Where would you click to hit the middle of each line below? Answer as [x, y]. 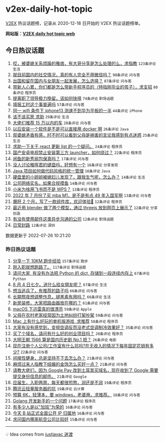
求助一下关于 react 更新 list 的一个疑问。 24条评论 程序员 [68, 146]
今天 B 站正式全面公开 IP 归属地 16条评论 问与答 [59, 413]
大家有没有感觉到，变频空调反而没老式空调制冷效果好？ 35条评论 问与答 [83, 327]
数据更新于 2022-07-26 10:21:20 [38, 235]
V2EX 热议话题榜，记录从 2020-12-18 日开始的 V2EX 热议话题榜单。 [74, 23]
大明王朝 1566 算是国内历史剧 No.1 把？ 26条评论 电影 [65, 340]
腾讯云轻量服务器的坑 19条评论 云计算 [48, 389]
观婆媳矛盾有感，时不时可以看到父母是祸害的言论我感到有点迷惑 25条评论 [85, 135]
